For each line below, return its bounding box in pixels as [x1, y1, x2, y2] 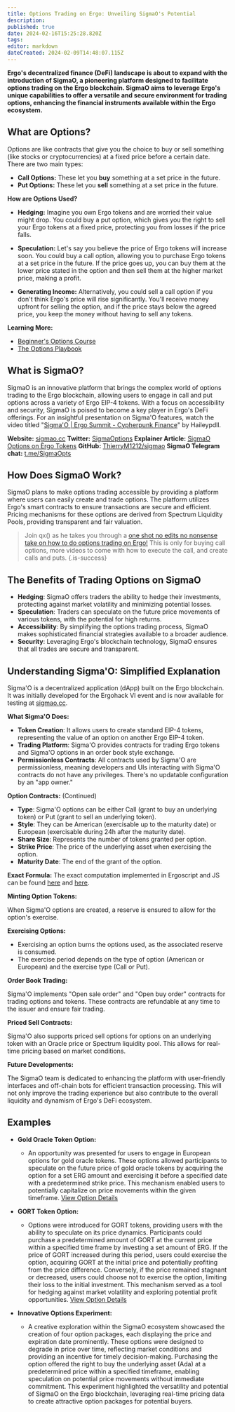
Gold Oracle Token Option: [17, 1135, 97, 1143]
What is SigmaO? [7, 365, 84, 377]
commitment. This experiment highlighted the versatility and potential [27, 1382, 229, 1390]
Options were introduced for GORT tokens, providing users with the [27, 1221, 223, 1229]
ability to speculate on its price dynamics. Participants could [27, 1228, 202, 1237]
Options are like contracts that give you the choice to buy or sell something [7, 144, 224, 153]
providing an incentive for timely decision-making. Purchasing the [27, 1352, 219, 1361]
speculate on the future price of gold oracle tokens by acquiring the [27, 1164, 224, 1172]
